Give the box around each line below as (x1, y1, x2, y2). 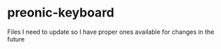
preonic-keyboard (7, 5, 115, 21)
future (7, 35, 25, 43)
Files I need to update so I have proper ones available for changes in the (7, 28, 215, 36)
